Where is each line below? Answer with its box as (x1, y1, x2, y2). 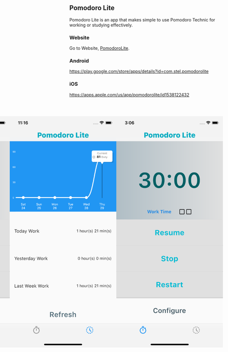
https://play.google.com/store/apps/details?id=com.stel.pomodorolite (69, 68, 209, 75)
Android (69, 58, 89, 64)
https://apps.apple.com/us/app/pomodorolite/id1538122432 (69, 92, 190, 98)
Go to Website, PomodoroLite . (69, 45, 130, 51)
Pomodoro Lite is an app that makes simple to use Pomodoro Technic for (69, 17, 215, 22)
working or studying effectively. (69, 22, 133, 28)
